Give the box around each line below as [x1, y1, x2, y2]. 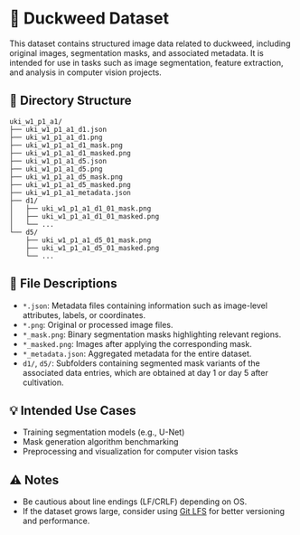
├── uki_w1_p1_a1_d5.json [9, 156, 107, 165]
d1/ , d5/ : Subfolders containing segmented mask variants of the [22, 357, 260, 369]
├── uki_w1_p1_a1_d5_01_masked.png [25, 243, 160, 252]
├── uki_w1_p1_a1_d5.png [9, 164, 103, 174]
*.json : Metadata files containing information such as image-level [22, 300, 268, 311]
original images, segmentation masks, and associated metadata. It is [9, 47, 264, 58]
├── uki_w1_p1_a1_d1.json [9, 125, 107, 134]
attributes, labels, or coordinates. [22, 309, 146, 320]
